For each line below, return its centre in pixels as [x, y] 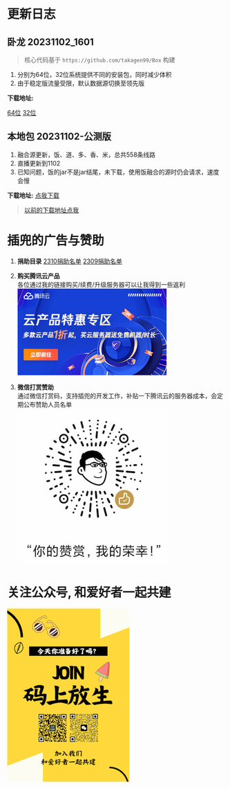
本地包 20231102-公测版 [59, 137]
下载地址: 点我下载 [33, 195]
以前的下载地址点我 [51, 210]
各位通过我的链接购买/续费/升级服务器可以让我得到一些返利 [101, 284]
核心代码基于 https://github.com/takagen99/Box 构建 [99, 60]
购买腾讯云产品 [38, 276]
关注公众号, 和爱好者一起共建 [89, 592]
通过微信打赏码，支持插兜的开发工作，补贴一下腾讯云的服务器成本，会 [117, 396]
